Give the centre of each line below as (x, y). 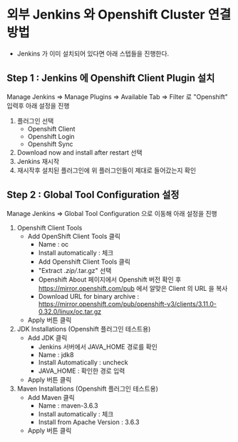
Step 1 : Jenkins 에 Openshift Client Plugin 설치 (111, 78)
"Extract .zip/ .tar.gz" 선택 (75, 270)
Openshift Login (51, 136)
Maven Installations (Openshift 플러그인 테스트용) (87, 389)
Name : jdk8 (56, 354)
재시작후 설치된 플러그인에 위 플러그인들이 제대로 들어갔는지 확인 (107, 170)
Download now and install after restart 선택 (80, 152)
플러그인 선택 (35, 120)
